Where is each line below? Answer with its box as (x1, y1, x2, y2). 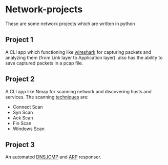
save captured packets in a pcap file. (5, 60, 83, 66)
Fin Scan (12, 120, 32, 126)
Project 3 (5, 140, 35, 149)
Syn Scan (12, 109, 33, 115)
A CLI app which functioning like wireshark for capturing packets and (5, 49, 152, 55)
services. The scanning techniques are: (5, 94, 89, 100)
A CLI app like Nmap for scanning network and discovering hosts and (5, 88, 152, 94)
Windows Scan (12, 126, 45, 132)
